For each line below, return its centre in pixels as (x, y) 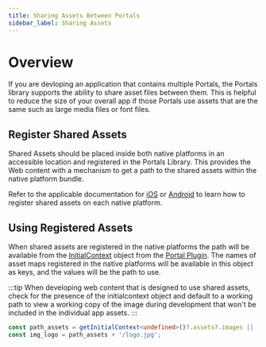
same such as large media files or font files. (79, 110)
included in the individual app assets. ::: (73, 313)
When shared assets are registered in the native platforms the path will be (129, 247)
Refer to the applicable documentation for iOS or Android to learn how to (127, 195)
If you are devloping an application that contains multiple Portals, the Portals (133, 84)
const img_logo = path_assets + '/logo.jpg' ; (85, 334)
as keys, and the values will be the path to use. (85, 272)
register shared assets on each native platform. (85, 202)
